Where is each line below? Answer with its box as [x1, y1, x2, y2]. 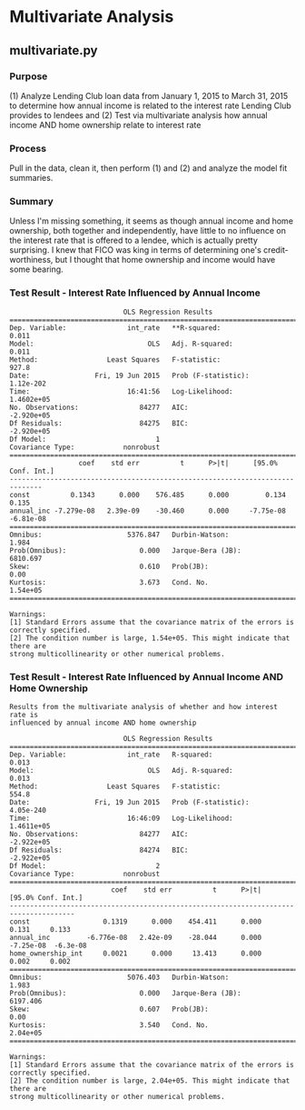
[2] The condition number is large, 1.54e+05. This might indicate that [9, 634, 290, 643]
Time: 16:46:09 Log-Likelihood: [9, 814, 233, 824]
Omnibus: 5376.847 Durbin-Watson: [9, 530, 230, 539]
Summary [9, 195, 54, 208]
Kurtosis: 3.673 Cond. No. [9, 577, 209, 587]
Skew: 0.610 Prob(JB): [9, 562, 209, 571]
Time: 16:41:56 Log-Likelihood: [9, 386, 233, 396]
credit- [262, 245, 289, 255]
